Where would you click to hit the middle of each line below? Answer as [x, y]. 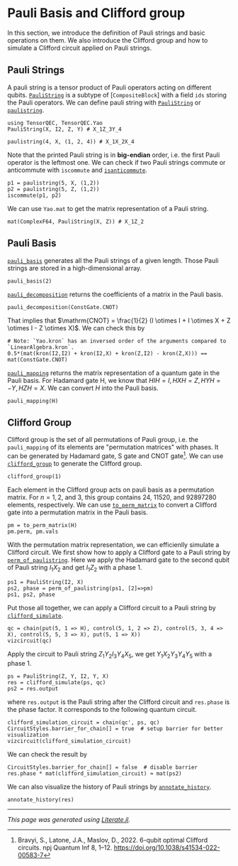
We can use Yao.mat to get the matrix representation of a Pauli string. [108, 208]
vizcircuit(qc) [30, 641]
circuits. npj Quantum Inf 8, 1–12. [65, 848]
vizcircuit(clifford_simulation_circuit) [69, 741]
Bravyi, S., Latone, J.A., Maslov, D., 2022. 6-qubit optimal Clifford [113, 840]
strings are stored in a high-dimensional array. [75, 268]
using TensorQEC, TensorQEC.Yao [55, 123]
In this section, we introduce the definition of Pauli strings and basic [106, 33]
